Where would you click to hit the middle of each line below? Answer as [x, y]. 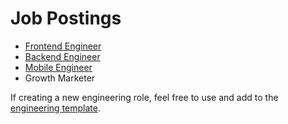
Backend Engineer [62, 56]
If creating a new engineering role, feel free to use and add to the [144, 97]
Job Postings [66, 18]
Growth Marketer [60, 78]
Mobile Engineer [58, 67]
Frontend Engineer [63, 46]
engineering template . [55, 108]
